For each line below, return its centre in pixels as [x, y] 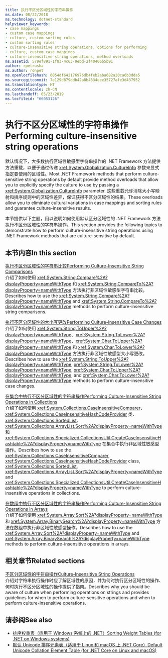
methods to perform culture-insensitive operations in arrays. [68, 544]
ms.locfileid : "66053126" [32, 99]
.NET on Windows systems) [41, 638]
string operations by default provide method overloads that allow [92, 179]
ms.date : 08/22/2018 [27, 15]
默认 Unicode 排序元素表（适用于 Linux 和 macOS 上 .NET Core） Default [88, 644]
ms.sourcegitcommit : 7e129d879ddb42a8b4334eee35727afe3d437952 [73, 80]
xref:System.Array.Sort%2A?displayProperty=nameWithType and [72, 533]
